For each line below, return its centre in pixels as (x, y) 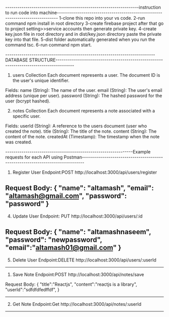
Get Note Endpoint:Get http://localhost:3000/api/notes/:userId (77, 304)
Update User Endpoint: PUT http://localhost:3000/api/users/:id (77, 216)
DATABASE (17, 60)
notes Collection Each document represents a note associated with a (83, 111)
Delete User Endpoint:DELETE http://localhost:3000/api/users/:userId (84, 260)
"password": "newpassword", (54, 240)
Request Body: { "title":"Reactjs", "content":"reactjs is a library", (71, 284)
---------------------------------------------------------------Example (78, 152)
